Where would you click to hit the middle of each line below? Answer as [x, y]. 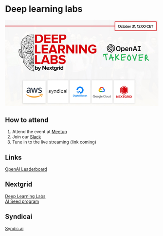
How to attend [27, 120]
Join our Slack [27, 137]
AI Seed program [22, 201]
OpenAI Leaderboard [26, 169]
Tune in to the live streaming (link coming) [54, 142]
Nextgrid [19, 185]
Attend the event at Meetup [39, 132]
